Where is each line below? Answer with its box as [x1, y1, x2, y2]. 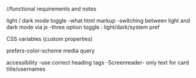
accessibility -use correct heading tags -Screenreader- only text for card [6, 59, 189, 66]
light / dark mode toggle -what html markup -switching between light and [6, 17, 191, 24]
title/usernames [6, 65, 46, 73]
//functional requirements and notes [6, 5, 97, 12]
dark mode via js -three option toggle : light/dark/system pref [6, 24, 160, 30]
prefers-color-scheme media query [6, 47, 95, 54]
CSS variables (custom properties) [6, 35, 93, 42]
